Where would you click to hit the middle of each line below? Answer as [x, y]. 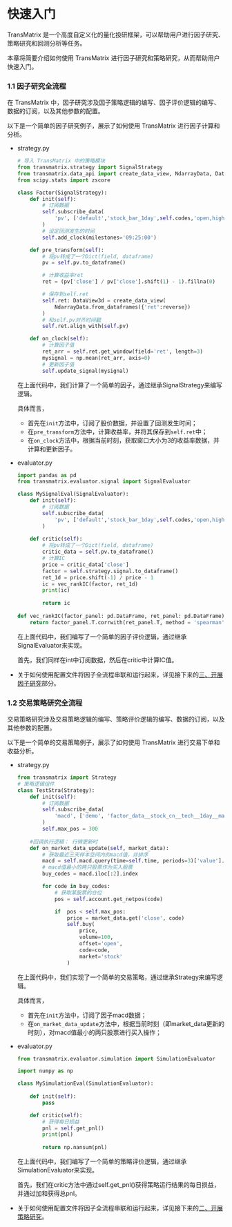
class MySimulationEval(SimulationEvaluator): [85, 1084]
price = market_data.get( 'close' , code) [126, 918]
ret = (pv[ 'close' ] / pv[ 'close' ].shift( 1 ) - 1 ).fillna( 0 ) [129, 282]
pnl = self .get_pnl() [74, 1128]
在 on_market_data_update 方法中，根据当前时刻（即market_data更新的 [126, 1023]
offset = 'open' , [101, 944]
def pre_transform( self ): [67, 250]
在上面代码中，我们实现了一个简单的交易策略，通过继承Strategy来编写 [117, 977]
